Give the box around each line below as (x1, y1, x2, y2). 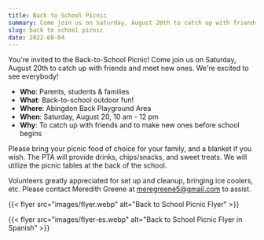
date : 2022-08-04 (8, 33, 65, 42)
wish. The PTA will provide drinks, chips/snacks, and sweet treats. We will (8, 153, 247, 162)
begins (19, 129, 42, 138)
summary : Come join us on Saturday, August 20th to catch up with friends (8, 19, 258, 27)
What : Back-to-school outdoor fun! (19, 95, 134, 105)
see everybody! (8, 72, 59, 81)
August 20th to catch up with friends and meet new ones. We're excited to (8, 64, 249, 73)
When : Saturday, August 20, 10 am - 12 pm (19, 112, 159, 122)
